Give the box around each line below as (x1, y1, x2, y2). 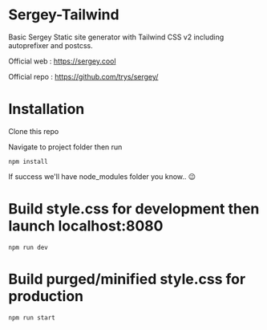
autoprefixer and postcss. (8, 40, 94, 50)
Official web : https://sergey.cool (8, 56, 116, 66)
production (8, 287, 84, 305)
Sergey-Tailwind (8, 6, 119, 24)
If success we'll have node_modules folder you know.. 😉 (8, 171, 196, 181)
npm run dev (8, 243, 48, 251)
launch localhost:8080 (8, 217, 164, 235)
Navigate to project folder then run (8, 142, 123, 152)
